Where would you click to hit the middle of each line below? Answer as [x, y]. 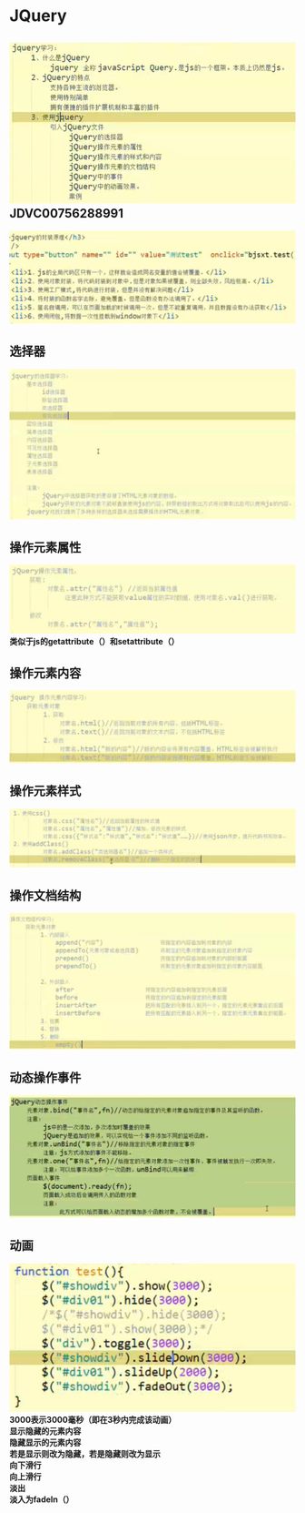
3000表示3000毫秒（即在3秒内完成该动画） [93, 1420]
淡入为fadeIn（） [42, 1499]
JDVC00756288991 [67, 213]
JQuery [38, 16]
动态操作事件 [45, 1077]
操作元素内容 [45, 673]
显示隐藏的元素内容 [45, 1431]
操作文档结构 [45, 895]
